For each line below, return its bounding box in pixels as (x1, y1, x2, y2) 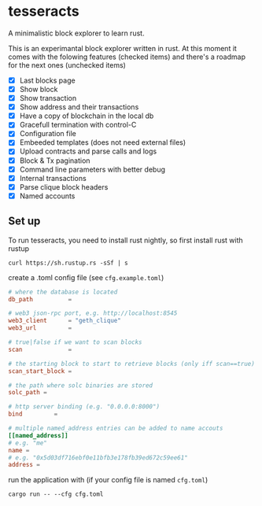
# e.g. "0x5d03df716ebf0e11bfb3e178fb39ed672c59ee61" (8, 453, 189, 462)
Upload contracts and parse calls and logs (19, 146, 157, 156)
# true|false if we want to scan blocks (8, 338, 143, 346)
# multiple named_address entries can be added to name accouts (8, 424, 223, 432)
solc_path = (8, 389, 47, 397)
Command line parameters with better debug (19, 164, 165, 174)
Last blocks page (19, 76, 76, 85)
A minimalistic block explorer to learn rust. (8, 28, 145, 38)
